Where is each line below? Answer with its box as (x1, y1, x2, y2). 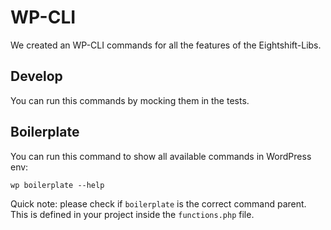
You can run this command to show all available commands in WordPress (10, 150, 312, 162)
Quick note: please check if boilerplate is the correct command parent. (10, 197, 307, 210)
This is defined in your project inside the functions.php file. (10, 208, 255, 220)
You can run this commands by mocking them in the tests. (10, 94, 250, 106)
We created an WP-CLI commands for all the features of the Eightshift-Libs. (10, 39, 322, 51)
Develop (10, 68, 63, 85)
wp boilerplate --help (10, 180, 105, 190)
